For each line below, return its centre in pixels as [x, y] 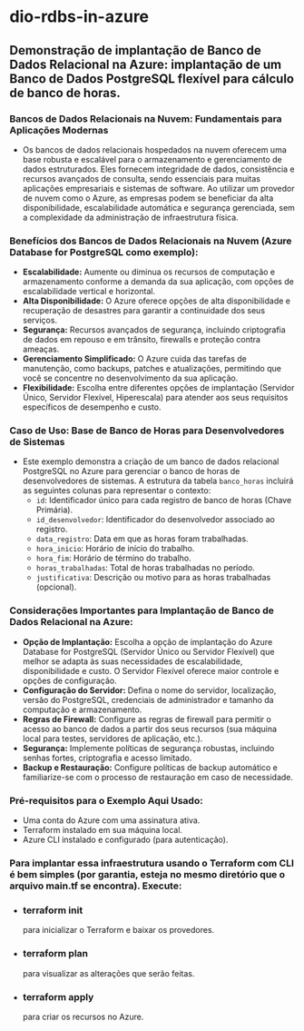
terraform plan [55, 954]
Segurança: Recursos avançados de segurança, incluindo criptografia [154, 330]
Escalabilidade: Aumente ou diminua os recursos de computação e [149, 272]
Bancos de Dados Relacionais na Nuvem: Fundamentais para [146, 118]
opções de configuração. [69, 680]
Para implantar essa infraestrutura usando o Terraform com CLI [152, 863]
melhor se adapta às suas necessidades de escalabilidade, [132, 661]
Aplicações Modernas [59, 130]
